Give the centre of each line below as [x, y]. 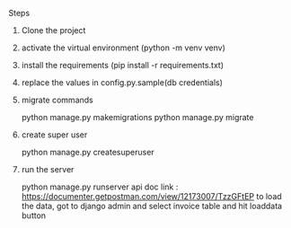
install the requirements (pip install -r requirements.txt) [123, 65]
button [34, 215]
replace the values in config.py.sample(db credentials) [122, 83]
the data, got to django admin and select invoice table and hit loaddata [152, 206]
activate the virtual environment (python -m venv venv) [123, 48]
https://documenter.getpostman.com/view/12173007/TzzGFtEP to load [151, 196]
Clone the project [53, 30]
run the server [48, 169]
